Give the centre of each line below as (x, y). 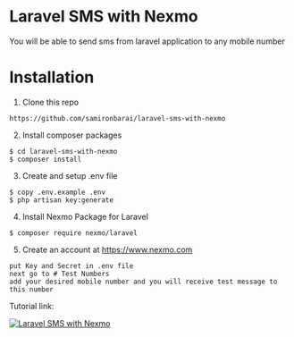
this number (31, 289)
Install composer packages (72, 135)
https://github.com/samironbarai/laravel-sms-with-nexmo (118, 118)
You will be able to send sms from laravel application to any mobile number (147, 41)
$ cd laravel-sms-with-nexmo (63, 151)
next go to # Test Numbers (59, 274)
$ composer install (46, 159)
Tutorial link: (32, 306)
